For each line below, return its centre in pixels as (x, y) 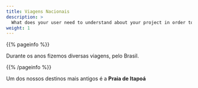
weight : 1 (18, 28)
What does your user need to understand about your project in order (98, 22)
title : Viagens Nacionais (38, 11)
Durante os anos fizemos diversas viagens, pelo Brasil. (73, 56)
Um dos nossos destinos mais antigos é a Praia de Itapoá (76, 79)
